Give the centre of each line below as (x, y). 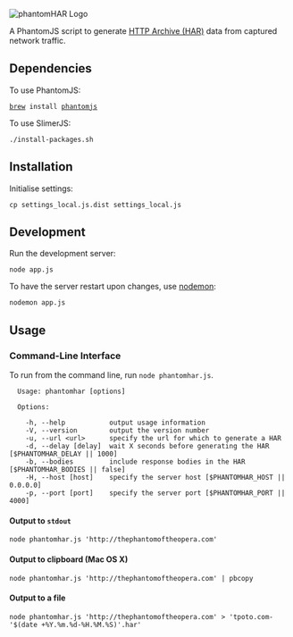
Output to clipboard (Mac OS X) (69, 559)
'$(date (24, 624)
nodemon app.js (38, 303)
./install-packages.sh (51, 139)
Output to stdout (40, 520)
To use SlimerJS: (40, 123)
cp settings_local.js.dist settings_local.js (95, 205)
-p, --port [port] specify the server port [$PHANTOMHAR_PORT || (155, 493)
